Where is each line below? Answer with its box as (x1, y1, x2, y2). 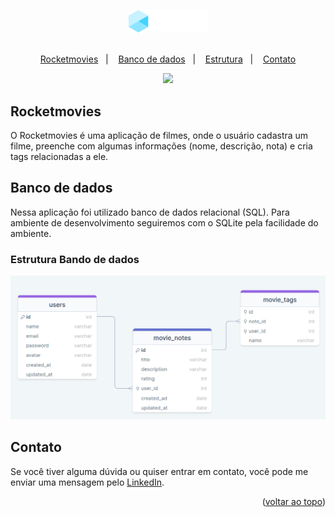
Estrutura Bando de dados (10, 252, 140, 266)
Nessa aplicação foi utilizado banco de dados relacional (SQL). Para (10, 206, 290, 218)
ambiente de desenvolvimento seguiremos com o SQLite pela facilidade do (10, 216, 319, 229)
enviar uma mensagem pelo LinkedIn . (10, 476, 165, 488)
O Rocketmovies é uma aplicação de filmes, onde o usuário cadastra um (10, 129, 309, 141)
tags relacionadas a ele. (10, 150, 109, 162)
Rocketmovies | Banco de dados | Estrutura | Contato (39, 53, 297, 65)
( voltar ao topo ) (261, 495, 326, 507)
